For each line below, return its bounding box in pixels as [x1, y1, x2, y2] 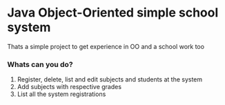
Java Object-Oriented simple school [7, 5, 219, 21]
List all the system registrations [17, 90, 106, 98]
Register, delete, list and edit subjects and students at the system [17, 75, 203, 84]
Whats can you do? [7, 59, 74, 69]
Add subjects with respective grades [17, 83, 122, 91]
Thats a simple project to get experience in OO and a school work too [7, 42, 205, 50]
